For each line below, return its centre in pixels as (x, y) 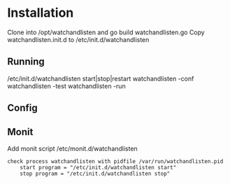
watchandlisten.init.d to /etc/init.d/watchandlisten (78, 39)
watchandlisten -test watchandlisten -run (66, 86)
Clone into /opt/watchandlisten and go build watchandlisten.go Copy (106, 32)
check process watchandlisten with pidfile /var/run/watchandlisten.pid (115, 161)
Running (26, 62)
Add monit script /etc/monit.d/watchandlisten (72, 148)
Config (22, 108)
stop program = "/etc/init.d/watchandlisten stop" (95, 174)
